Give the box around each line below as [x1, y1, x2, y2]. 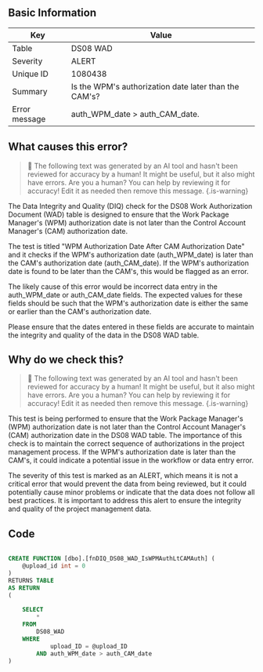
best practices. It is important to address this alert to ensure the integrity [8, 496, 242, 506]
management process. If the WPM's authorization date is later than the [8, 447, 236, 457]
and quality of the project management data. [8, 504, 152, 513]
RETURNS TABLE [8, 576, 55, 584]
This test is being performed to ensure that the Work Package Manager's [8, 414, 244, 423]
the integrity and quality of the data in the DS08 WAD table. [8, 330, 200, 340]
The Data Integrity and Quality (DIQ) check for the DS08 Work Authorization [8, 201, 253, 210]
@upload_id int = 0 [22, 562, 86, 570]
